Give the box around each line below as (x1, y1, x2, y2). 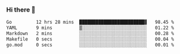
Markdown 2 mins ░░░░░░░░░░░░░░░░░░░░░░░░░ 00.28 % (6, 30, 174, 37)
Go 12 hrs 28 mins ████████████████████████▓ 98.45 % (6, 19, 174, 25)
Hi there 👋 (6, 5, 36, 14)
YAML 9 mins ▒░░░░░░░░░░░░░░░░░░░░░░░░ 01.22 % (6, 25, 174, 31)
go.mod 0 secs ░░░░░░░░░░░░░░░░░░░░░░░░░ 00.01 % (6, 42, 174, 48)
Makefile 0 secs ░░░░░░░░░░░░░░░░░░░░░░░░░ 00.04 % (6, 36, 174, 42)
